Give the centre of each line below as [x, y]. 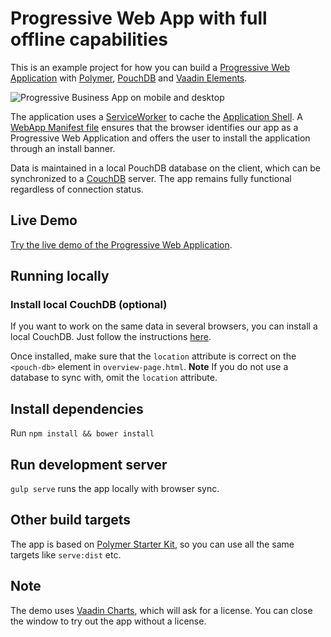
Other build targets [71, 520]
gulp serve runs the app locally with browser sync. [115, 489]
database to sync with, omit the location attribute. [114, 378]
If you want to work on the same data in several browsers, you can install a [164, 326]
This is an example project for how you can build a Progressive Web [150, 67]
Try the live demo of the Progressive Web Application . [121, 244]
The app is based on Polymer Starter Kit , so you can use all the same [152, 544]
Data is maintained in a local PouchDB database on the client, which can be [165, 168]
